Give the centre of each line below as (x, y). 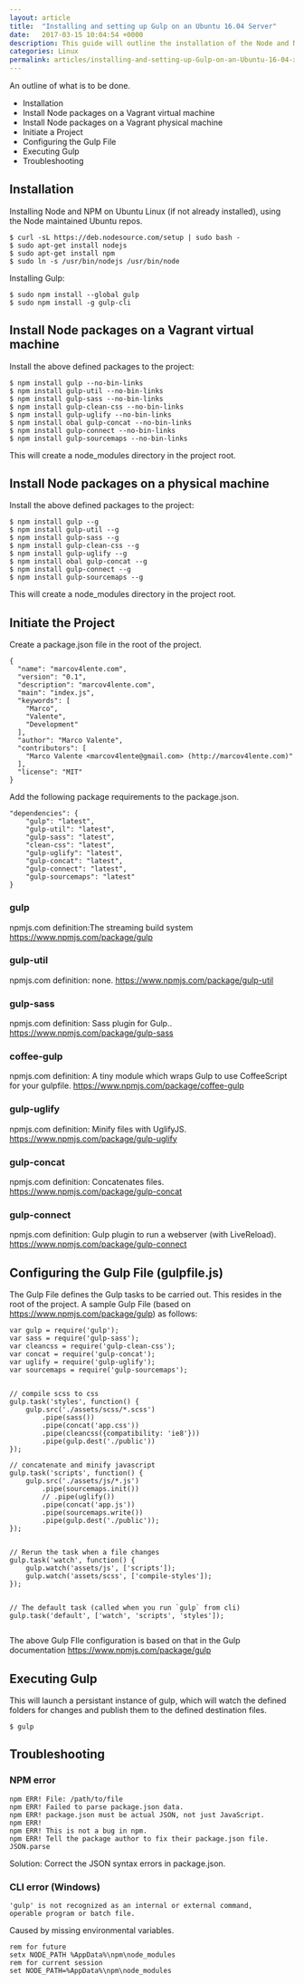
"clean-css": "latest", (71, 845)
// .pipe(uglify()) (79, 1497)
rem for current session (56, 1962)
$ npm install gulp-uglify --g (68, 554)
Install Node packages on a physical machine (139, 484)
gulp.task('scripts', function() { (76, 1473)
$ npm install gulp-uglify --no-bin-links (90, 414)
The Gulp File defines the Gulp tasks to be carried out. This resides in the (146, 1295)
